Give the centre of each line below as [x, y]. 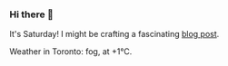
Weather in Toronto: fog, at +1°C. [71, 52]
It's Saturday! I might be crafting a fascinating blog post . [114, 34]
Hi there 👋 [32, 14]
